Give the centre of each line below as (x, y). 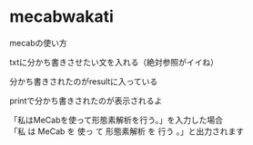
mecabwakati (61, 17)
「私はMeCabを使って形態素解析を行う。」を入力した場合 (116, 120)
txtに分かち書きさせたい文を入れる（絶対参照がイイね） (114, 62)
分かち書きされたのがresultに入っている (84, 81)
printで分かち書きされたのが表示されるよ (86, 101)
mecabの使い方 (38, 43)
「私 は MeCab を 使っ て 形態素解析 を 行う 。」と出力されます (126, 131)
